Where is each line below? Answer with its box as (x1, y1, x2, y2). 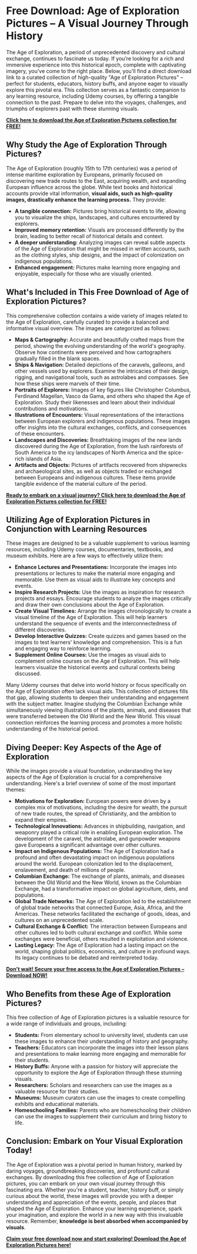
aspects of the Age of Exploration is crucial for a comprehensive (6, 774, 162, 781)
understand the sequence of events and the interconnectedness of (14, 620, 178, 627)
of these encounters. (14, 430, 66, 437)
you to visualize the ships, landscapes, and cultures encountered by (14, 213, 180, 220)
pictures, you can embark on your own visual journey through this (6, 1180, 166, 1187)
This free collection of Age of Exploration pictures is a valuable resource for (6, 1014, 189, 1021)
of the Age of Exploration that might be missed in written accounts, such (14, 245, 191, 252)
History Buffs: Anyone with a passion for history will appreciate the (14, 1063, 178, 1069)
